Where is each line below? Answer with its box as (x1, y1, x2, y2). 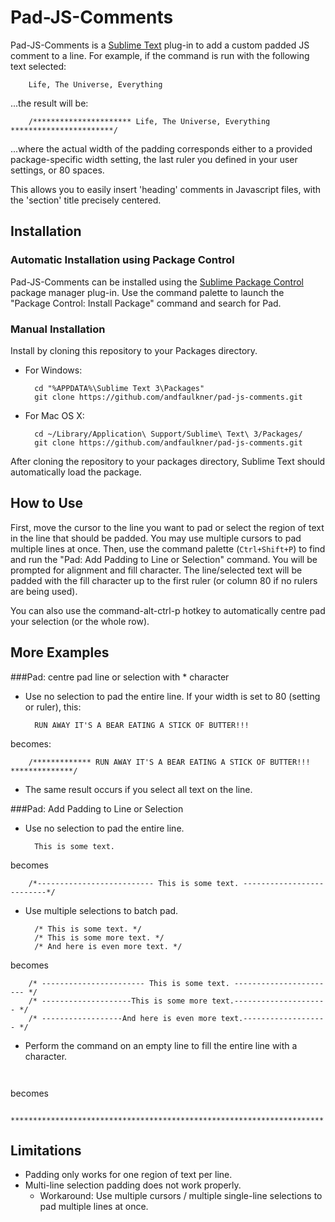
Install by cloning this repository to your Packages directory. (10, 344, 258, 356)
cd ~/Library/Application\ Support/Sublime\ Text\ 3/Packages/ (34, 429, 303, 439)
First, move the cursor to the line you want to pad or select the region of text (10, 521, 325, 533)
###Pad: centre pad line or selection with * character (10, 671, 230, 683)
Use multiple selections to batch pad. (24, 904, 179, 916)
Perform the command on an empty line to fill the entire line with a (24, 1039, 298, 1051)
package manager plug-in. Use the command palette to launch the (10, 286, 285, 298)
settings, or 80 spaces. (10, 164, 105, 176)
